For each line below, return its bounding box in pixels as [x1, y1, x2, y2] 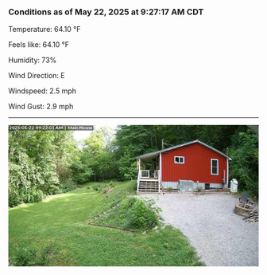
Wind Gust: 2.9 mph [8, 102, 74, 112]
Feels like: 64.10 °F [8, 40, 70, 49]
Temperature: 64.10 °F [8, 25, 81, 34]
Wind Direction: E [8, 71, 65, 81]
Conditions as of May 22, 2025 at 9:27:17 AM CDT [8, 6, 204, 18]
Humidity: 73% [8, 55, 57, 65]
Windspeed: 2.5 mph [8, 86, 77, 96]
